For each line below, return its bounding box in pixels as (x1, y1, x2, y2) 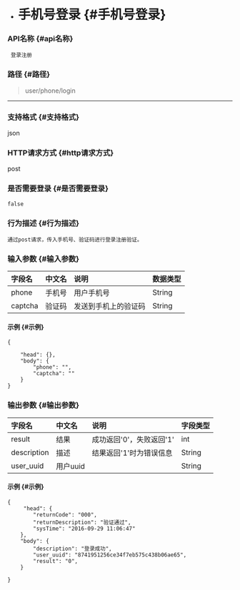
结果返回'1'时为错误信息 (91, 447, 173, 457)
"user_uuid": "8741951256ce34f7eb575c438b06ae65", (33, 551, 187, 559)
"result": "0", (33, 557, 79, 564)
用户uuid (56, 461, 86, 471)
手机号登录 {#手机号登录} (17, 6, 166, 23)
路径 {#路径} (7, 69, 51, 79)
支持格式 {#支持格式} (7, 112, 80, 122)
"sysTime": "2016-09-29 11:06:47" (33, 525, 136, 532)
